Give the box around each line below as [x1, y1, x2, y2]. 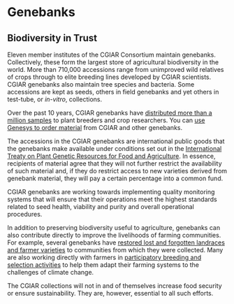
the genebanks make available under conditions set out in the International [7, 145, 222, 152]
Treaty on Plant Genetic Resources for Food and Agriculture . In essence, [7, 152, 216, 160]
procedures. [7, 210, 43, 218]
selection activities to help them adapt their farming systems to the [7, 261, 199, 269]
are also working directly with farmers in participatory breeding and [7, 253, 202, 261]
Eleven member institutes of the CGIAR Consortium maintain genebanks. [7, 50, 217, 59]
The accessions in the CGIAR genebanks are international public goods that [7, 137, 225, 145]
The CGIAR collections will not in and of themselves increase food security [7, 282, 222, 290]
